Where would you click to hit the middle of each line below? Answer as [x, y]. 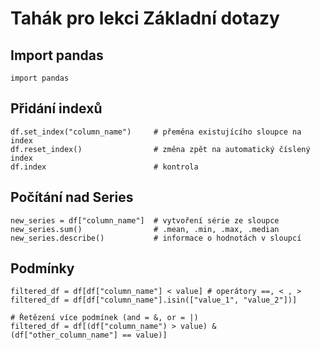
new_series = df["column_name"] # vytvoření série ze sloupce [145, 220]
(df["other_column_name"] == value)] [89, 335]
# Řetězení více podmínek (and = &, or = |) [104, 318]
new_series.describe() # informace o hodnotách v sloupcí [156, 238]
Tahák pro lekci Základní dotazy [145, 18]
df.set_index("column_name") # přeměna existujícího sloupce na [156, 132]
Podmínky [42, 268]
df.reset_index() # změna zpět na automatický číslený [160, 149]
